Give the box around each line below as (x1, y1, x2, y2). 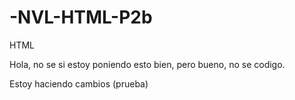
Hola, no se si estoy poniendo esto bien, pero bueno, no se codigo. (9, 58, 286, 70)
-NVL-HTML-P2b (9, 6, 153, 29)
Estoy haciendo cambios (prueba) (9, 77, 149, 90)
